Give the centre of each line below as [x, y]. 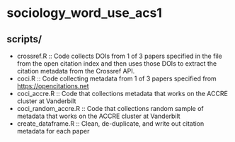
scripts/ [24, 39]
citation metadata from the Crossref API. [76, 71]
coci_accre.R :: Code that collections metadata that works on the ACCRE [122, 94]
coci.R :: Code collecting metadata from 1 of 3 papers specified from [116, 78]
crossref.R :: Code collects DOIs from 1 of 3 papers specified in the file [119, 56]
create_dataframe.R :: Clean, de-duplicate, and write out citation [110, 124]
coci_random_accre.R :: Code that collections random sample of [110, 108]
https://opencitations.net [53, 86]
